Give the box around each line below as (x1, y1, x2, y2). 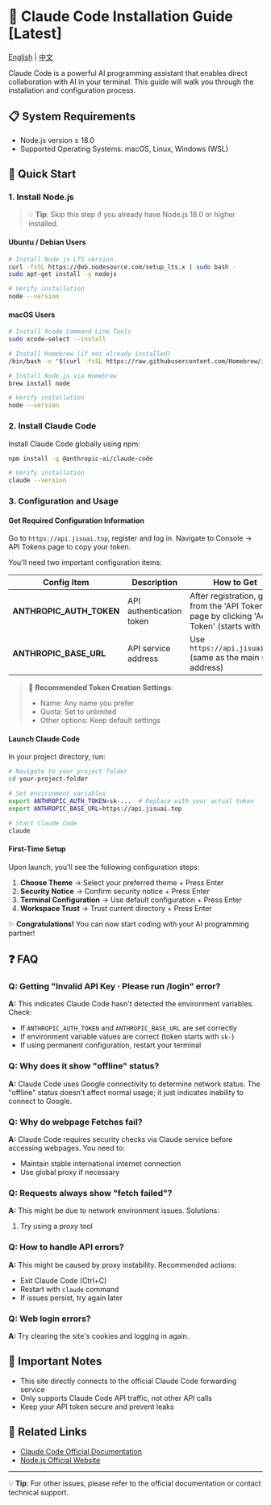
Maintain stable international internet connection (19, 1159, 181, 1168)
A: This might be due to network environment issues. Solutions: (8, 1206, 219, 1215)
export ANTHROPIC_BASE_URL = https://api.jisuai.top (8, 805, 182, 813)
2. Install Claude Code (8, 420, 97, 432)
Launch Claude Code (8, 734, 81, 743)
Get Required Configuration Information (8, 516, 145, 525)
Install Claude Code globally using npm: (8, 439, 140, 449)
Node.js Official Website (19, 1455, 101, 1465)
